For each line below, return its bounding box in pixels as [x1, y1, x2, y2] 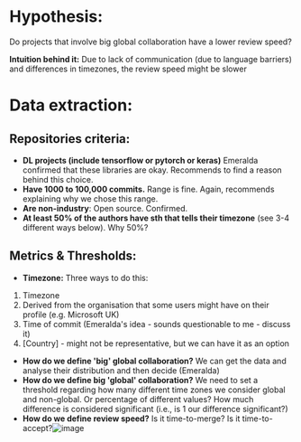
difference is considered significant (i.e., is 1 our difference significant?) [22, 403, 288, 414]
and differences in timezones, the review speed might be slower [9, 63, 248, 74]
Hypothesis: [9, 6, 104, 27]
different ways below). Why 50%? [22, 221, 149, 232]
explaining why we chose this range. [22, 193, 159, 204]
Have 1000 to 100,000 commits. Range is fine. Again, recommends [22, 183, 275, 194]
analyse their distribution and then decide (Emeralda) [22, 364, 221, 376]
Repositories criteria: [9, 131, 131, 146]
